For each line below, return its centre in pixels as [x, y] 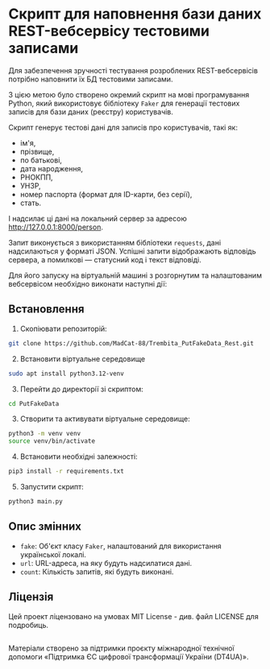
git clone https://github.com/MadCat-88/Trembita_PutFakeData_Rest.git [131, 343]
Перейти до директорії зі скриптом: [81, 389]
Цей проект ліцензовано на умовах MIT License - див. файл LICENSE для [134, 616]
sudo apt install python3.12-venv [66, 374]
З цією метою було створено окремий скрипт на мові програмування [129, 94]
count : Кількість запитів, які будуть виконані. [97, 572]
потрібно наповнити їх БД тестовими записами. [91, 79]
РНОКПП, [37, 177]
